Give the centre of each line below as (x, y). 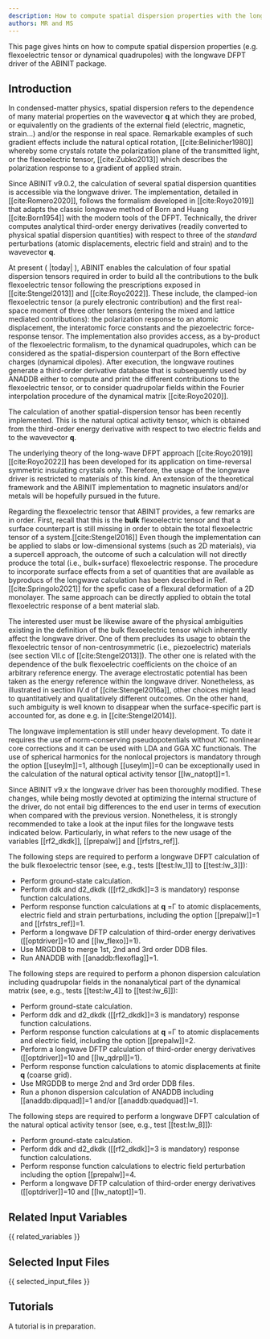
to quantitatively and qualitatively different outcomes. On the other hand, (129, 699)
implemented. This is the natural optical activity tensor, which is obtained (129, 421)
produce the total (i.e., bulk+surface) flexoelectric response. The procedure (133, 563)
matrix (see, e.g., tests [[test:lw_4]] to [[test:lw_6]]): (93, 991)
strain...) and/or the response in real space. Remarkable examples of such (131, 134)
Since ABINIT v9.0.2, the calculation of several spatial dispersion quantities (133, 184)
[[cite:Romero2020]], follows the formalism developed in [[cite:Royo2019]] (131, 201)
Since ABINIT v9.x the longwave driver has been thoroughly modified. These (135, 790)
